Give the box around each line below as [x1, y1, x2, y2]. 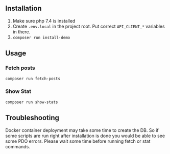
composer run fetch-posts [5, 76, 60, 81]
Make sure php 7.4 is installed [12, 17, 76, 24]
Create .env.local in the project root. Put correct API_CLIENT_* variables [12, 23, 165, 29]
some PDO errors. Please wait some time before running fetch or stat [5, 138, 151, 144]
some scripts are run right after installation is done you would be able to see [5, 132, 165, 139]
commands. [5, 143, 31, 149]
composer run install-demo [12, 35, 70, 40]
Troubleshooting [5, 113, 60, 122]
